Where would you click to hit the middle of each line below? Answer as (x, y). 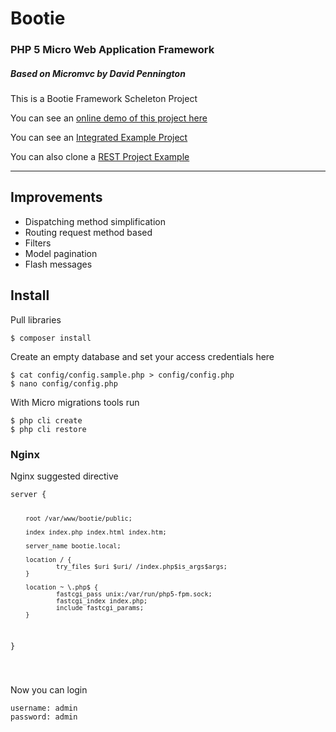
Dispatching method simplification (95, 221)
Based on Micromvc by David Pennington (98, 73)
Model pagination (61, 253)
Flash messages (58, 264)
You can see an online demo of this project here (109, 118)
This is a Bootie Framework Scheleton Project (104, 99)
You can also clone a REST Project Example (100, 157)
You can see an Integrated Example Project (99, 138)
